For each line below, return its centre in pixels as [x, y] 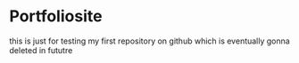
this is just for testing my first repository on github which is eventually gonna [149, 41]
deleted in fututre [41, 50]
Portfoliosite [56, 16]
